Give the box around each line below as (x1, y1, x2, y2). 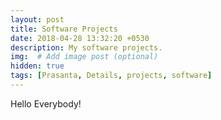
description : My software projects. (10, 42, 163, 53)
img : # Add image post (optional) (10, 52, 159, 62)
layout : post (10, 14, 65, 25)
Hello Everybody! (10, 97, 82, 110)
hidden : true (10, 61, 65, 71)
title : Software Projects (10, 24, 118, 34)
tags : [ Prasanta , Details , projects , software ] (10, 71, 213, 81)
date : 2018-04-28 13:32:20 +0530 (10, 33, 150, 43)
